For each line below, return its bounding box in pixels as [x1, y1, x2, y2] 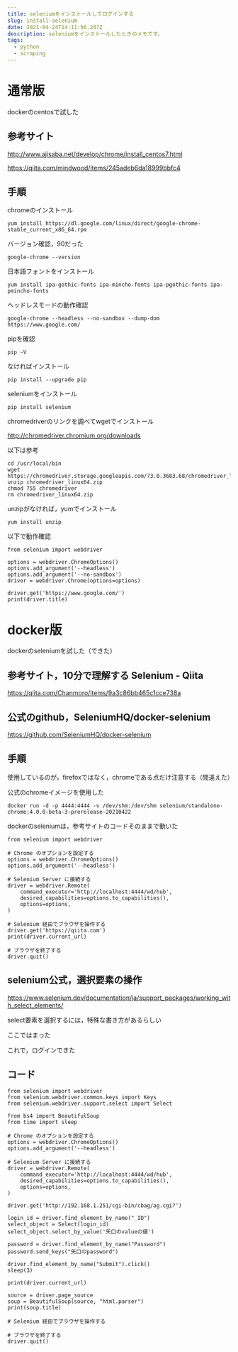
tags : [7, 37, 23, 44]
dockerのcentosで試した [7, 107, 79, 116]
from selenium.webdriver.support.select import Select [7, 1100, 173, 1108]
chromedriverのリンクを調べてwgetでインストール [7, 417, 154, 426]
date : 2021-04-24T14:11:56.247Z [7, 23, 103, 31]
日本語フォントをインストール [7, 267, 94, 276]
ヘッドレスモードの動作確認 [7, 301, 89, 310]
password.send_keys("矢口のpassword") [7, 1248, 119, 1255]
